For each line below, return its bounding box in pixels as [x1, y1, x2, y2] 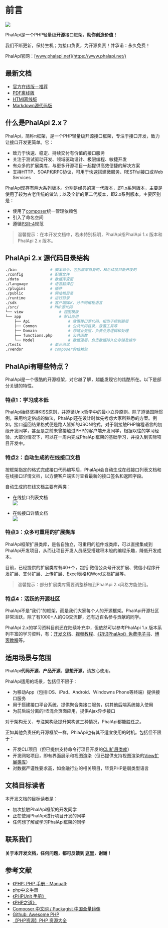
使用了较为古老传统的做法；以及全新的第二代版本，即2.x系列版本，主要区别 [5, 191, 161, 197]
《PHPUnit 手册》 [12, 893, 47, 899]
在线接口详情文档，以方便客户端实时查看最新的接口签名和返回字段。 [5, 473, 146, 479]
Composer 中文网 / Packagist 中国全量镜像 [12, 905, 101, 911]
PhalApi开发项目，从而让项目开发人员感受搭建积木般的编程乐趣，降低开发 [5, 547, 157, 554]
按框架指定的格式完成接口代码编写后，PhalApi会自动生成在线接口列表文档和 [5, 467, 162, 473]
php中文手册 [12, 887, 39, 893]
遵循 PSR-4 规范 [12, 220, 44, 226]
